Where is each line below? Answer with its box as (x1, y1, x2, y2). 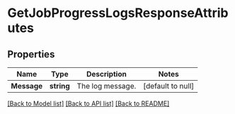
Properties (7, 48, 55, 60)
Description (86, 69, 127, 79)
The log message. (76, 81, 137, 91)
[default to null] (142, 81, 195, 91)
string (49, 81, 71, 91)
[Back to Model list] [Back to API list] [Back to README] (7, 99, 170, 108)
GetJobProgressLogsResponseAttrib (7, 5, 229, 21)
